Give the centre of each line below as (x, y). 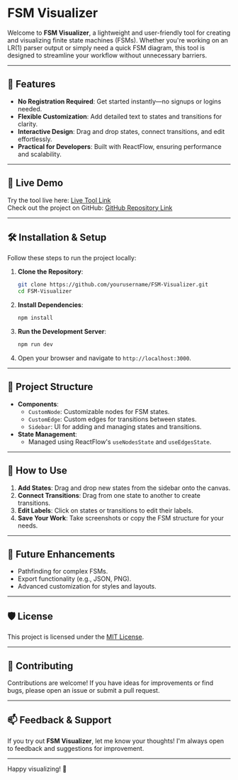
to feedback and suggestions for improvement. (76, 748)
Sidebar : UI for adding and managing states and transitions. (115, 426)
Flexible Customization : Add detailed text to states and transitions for (120, 116)
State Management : (47, 434)
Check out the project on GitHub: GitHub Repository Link (90, 208)
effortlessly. (35, 139)
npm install (35, 318)
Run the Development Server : (62, 331)
